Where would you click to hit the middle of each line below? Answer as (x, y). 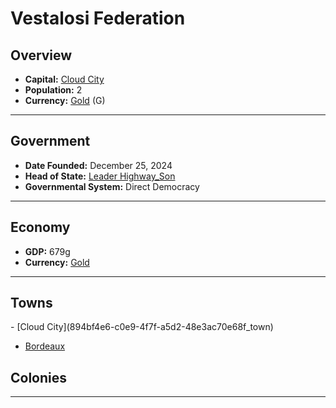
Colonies (39, 377)
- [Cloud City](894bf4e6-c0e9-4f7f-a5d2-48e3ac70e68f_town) (142, 327)
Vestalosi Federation (98, 18)
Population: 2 (53, 90)
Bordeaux (45, 346)
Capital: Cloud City (64, 79)
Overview (41, 55)
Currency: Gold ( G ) (65, 100)
